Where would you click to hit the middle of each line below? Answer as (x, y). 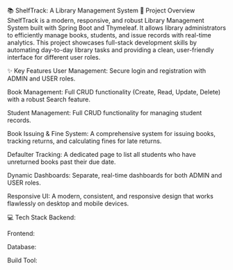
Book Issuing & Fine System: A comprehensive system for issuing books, (111, 134)
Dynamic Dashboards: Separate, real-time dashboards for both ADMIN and (115, 175)
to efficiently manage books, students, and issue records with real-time (110, 35)
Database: (22, 247)
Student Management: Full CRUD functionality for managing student (105, 113)
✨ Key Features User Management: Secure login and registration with (107, 71)
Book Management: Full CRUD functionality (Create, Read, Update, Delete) (114, 92)
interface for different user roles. (54, 57)
